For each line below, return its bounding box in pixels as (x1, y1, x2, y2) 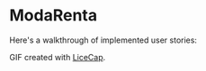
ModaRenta (9, 5, 97, 26)
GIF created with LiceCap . (9, 51, 106, 62)
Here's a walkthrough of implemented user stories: (9, 35, 198, 45)
